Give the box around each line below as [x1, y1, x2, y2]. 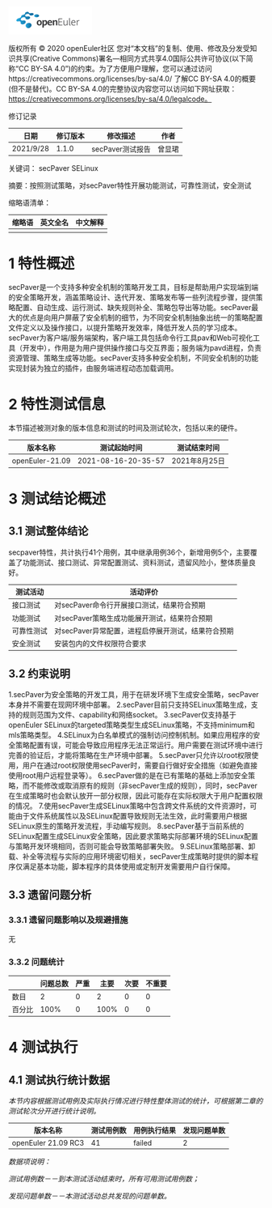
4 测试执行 [8, 1039, 78, 1057]
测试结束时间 [177, 442, 220, 452]
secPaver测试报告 [91, 144, 151, 154]
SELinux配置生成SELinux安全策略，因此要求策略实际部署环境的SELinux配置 [8, 832, 258, 841]
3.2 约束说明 [8, 667, 71, 681]
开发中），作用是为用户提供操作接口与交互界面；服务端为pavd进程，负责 [22, 343, 262, 353]
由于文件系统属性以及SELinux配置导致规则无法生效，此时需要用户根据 [15, 811, 248, 821]
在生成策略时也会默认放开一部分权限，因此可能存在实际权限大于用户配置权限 [8, 791, 263, 801]
